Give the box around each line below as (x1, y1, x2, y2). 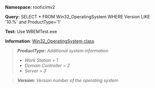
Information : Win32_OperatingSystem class (5, 38, 95, 44)
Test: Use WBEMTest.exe (5, 29, 57, 34)
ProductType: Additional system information (17, 48, 109, 53)
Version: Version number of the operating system (17, 78, 118, 83)
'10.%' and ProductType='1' (5, 19, 61, 25)
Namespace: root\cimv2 (5, 4, 55, 10)
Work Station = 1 (24, 57, 58, 63)
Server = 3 (24, 68, 46, 74)
